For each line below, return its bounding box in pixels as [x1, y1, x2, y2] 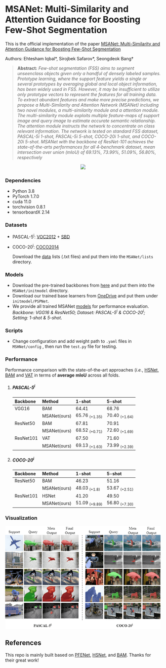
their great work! [5, 657, 39, 663]
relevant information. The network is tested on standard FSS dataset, [17, 128, 159, 134]
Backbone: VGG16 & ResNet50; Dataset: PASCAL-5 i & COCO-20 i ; [12, 309, 146, 315]
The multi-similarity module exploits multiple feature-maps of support [17, 112, 160, 118]
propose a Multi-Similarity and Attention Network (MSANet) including [17, 102, 159, 108]
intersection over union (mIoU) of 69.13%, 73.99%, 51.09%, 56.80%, [17, 149, 157, 155]
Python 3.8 [12, 188, 35, 194]
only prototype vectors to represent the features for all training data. [17, 91, 157, 97]
